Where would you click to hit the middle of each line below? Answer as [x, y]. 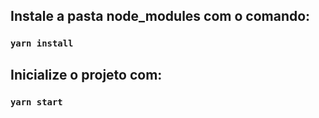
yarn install [42, 43]
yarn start [36, 102]
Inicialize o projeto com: [86, 74]
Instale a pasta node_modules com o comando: [160, 16]
